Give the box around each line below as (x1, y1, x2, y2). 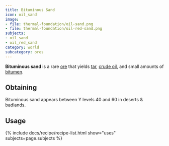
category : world (5, 45, 39, 50)
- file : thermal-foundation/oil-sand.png (5, 21, 94, 27)
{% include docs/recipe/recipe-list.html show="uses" (5, 130, 116, 136)
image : (5, 17, 19, 22)
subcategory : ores (5, 49, 44, 54)
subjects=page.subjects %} (5, 135, 63, 141)
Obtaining (5, 83, 37, 92)
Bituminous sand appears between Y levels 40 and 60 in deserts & (5, 97, 143, 103)
